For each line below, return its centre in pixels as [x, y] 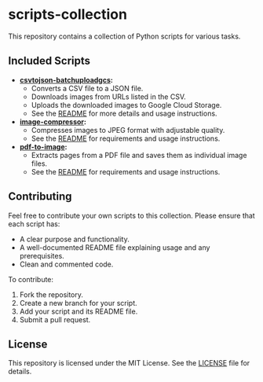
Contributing [40, 197]
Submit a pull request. [55, 319]
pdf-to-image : [43, 146]
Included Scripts [49, 61]
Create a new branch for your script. [78, 303]
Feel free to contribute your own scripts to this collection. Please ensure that [131, 215]
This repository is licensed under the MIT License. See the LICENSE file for [129, 363]
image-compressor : [53, 121]
